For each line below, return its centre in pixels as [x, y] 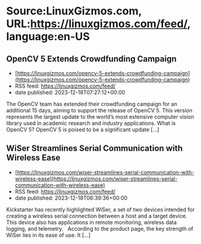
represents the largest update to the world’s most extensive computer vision [100, 117]
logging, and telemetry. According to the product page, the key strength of [100, 228]
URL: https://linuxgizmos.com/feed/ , [98, 24]
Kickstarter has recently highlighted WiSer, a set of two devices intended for [100, 209]
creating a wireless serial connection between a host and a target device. [97, 216]
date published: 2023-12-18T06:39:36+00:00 [71, 198]
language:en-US [48, 37]
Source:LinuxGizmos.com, [74, 11]
